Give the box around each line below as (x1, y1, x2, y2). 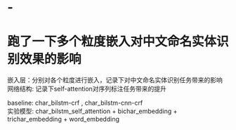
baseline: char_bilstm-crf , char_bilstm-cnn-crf (7, 98, 143, 108)
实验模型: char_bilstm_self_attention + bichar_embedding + (7, 107, 178, 115)
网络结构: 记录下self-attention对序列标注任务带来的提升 (7, 84, 167, 93)
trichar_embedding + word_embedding (7, 115, 120, 124)
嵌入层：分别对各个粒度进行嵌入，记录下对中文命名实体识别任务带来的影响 (7, 76, 223, 84)
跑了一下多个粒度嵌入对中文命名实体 (7, 34, 217, 50)
